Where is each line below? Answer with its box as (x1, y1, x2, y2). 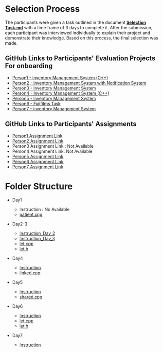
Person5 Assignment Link (12, 153, 64, 159)
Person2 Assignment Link (12, 138, 64, 144)
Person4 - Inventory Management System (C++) (12, 90, 109, 96)
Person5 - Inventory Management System (12, 95, 96, 101)
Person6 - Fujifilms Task (12, 101, 61, 106)
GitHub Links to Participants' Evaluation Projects (5, 54, 156, 63)
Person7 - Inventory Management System (12, 106, 96, 111)
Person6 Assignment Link (12, 158, 64, 164)
